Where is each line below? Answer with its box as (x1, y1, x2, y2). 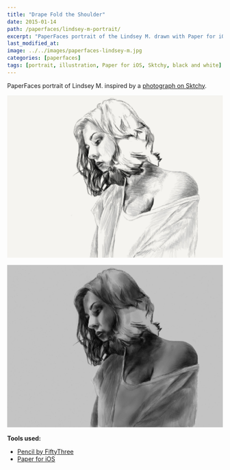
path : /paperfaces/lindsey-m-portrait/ (7, 25, 121, 32)
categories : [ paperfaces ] (7, 55, 81, 62)
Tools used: (7, 434, 41, 443)
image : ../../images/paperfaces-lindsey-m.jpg (7, 47, 142, 54)
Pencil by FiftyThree (16, 447, 74, 456)
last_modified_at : (7, 40, 60, 47)
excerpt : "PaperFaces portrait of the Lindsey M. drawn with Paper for (7, 33, 216, 40)
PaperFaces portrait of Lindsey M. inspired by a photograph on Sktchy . (7, 81, 207, 89)
